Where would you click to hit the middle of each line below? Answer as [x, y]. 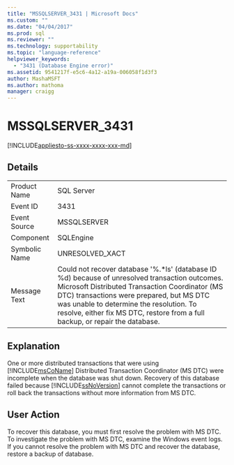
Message [26, 290]
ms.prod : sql [26, 33]
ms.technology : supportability [53, 46]
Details [23, 167]
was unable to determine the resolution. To [127, 304]
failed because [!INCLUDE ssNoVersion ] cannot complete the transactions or [117, 385]
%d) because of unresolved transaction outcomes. [140, 278]
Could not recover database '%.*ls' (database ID [137, 269]
